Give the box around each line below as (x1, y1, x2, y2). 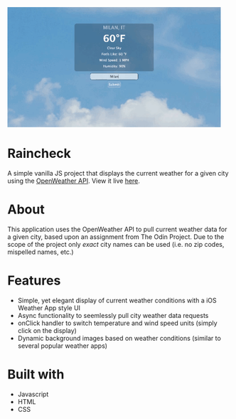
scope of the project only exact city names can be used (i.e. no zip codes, (7, 240, 225, 248)
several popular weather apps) (17, 341, 108, 350)
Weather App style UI (17, 303, 80, 312)
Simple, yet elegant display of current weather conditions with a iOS (17, 296, 217, 304)
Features (7, 272, 61, 289)
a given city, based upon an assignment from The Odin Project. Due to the (7, 232, 225, 241)
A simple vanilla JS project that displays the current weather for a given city (7, 169, 229, 177)
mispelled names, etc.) (7, 248, 74, 256)
